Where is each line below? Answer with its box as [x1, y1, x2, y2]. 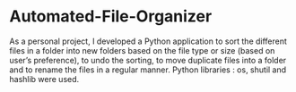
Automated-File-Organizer [9, 6, 213, 27]
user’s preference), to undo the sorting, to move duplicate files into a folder [9, 54, 287, 65]
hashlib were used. [9, 73, 80, 84]
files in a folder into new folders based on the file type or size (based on [9, 45, 275, 55]
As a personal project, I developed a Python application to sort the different [9, 36, 287, 46]
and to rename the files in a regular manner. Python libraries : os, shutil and [9, 64, 287, 75]
